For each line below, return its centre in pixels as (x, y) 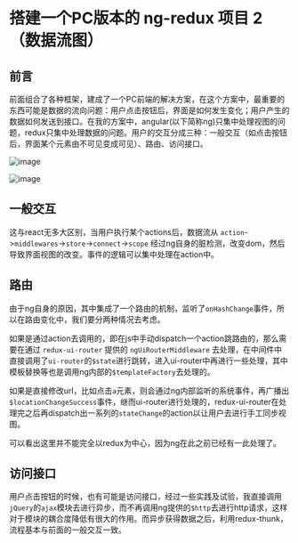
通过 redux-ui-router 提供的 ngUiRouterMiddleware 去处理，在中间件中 (153, 349)
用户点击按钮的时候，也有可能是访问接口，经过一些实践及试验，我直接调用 (145, 497)
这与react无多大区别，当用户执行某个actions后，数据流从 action (127, 231)
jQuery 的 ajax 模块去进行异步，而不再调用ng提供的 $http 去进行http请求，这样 (149, 507)
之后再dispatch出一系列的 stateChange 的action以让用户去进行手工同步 (151, 413)
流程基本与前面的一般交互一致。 (68, 530)
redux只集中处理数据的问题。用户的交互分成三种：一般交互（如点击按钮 (156, 133)
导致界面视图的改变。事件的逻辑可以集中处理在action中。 (114, 254)
